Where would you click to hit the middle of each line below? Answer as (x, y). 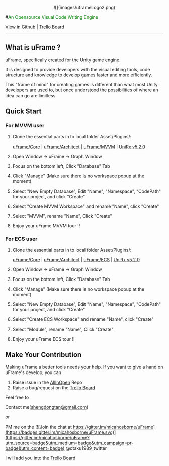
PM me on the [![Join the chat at (38, 427)
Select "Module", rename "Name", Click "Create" (63, 329)
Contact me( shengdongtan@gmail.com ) (47, 407)
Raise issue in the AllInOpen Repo (47, 382)
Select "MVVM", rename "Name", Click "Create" (62, 216)
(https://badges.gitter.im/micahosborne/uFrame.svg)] (61, 432)
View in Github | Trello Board (35, 27)
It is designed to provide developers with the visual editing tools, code (78, 69)
